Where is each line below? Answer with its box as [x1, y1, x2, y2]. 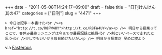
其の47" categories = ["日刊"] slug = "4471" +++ [5, 10, 102, 16]
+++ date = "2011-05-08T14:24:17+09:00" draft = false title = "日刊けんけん [5, 4, 156, 10]
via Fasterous [5, 45, 32, 50]
